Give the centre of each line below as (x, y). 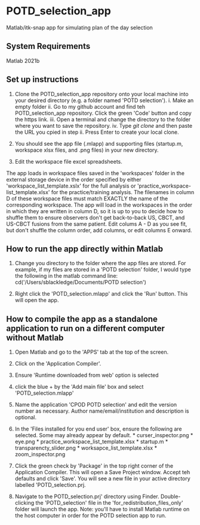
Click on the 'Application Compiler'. (58, 364)
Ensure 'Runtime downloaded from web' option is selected (87, 375)
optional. (26, 417)
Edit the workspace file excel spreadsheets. (68, 161)
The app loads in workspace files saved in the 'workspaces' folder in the (96, 173)
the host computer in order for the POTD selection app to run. (90, 515)
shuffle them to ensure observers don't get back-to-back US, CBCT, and (96, 217)
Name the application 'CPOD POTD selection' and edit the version (96, 405)
